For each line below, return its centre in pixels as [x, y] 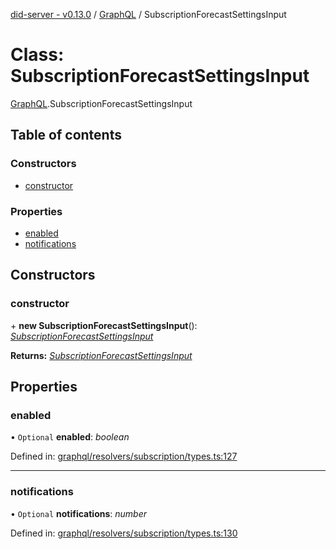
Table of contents [66, 135]
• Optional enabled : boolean [70, 437]
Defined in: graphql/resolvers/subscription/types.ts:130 [124, 533]
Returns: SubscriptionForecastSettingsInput [101, 355]
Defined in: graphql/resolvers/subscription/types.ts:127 [124, 456]
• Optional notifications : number [79, 513]
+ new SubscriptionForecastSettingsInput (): [104, 325]
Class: [37, 55]
